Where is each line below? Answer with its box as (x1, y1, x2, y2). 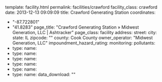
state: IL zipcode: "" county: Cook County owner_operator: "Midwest (12, 35, 153, 41)
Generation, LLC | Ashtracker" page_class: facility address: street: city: (12, 30, 157, 35)
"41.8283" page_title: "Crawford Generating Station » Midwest (12, 24, 139, 30)
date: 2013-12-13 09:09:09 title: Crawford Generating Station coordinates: (5, 9, 156, 15)
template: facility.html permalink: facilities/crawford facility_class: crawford (5, 4, 158, 10)
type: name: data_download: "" (12, 72, 76, 77)
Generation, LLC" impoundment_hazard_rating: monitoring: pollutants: (12, 40, 156, 46)
